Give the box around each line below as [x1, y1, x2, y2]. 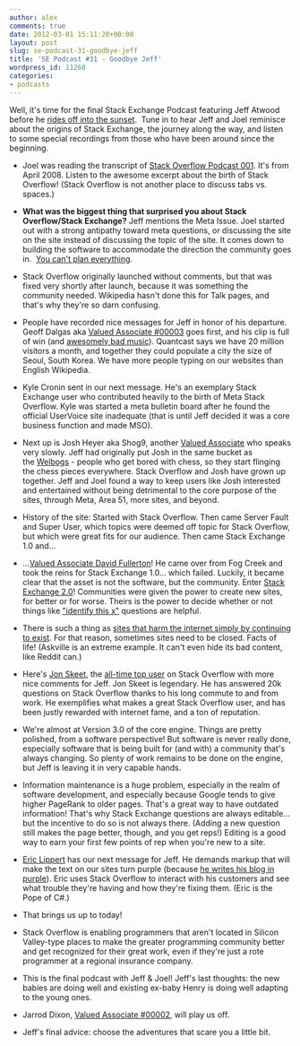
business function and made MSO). [21, 419, 153, 430]
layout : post [9, 38, 58, 48]
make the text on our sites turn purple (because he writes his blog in [21, 863, 275, 874]
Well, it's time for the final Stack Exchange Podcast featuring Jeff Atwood [9, 104, 280, 115]
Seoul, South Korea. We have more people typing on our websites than [21, 355, 284, 366]
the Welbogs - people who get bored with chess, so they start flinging [21, 456, 280, 467]
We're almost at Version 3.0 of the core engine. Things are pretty [21, 723, 262, 735]
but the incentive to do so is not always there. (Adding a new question [21, 817, 280, 828]
